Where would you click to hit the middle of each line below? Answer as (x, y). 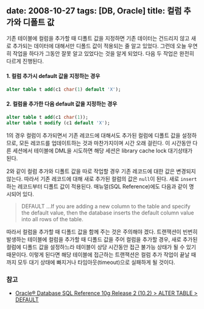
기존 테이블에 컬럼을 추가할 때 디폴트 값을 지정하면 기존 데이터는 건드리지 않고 (98, 38)
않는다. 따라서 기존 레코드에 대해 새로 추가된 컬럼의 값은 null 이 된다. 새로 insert (102, 179)
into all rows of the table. (52, 219)
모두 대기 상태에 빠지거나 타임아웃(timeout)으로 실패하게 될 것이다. (96, 262)
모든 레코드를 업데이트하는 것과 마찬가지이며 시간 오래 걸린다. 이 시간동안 (105, 143)
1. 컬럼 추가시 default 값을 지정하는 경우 (53, 76)
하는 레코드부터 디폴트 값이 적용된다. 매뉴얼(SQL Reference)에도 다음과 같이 (97, 186)
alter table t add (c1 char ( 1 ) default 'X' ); (64, 90)
